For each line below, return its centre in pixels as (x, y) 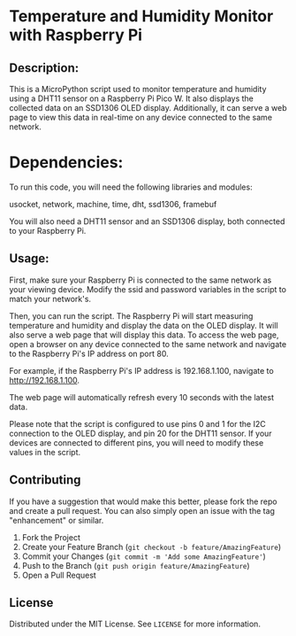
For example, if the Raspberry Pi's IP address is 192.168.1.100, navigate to (141, 370)
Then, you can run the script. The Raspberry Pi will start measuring (131, 315)
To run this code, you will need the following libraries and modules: (131, 187)
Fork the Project (51, 537)
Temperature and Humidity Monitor (141, 16)
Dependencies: (66, 163)
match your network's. (50, 299)
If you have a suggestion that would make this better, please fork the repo (143, 501)
